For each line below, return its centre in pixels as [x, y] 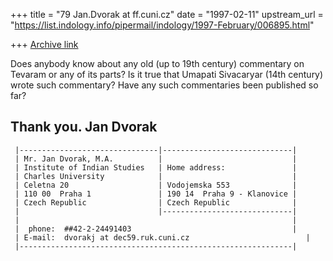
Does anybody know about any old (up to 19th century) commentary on [157, 63]
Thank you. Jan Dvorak [84, 127]
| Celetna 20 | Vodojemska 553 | [156, 185]
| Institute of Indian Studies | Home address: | [156, 167]
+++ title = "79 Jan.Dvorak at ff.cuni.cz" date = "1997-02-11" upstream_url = [167, 14]
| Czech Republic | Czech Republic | [156, 202]
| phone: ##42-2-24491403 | [156, 229]
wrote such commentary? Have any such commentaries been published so [164, 85]
